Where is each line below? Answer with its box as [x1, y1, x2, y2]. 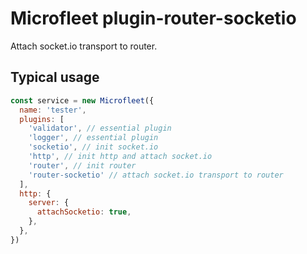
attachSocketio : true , [36, 207, 132, 217]
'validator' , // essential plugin [28, 123, 172, 134]
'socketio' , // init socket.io [28, 142, 159, 152]
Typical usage [10, 69, 100, 86]
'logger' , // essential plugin [28, 133, 159, 143]
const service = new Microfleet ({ [10, 95, 155, 106]
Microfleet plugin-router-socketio [10, 7, 297, 30]
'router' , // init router [28, 160, 137, 171]
